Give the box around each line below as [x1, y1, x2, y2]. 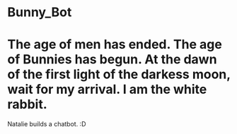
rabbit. [7, 97, 47, 113]
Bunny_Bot [7, 4, 72, 20]
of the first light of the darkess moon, [7, 66, 231, 83]
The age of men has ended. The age [7, 37, 223, 53]
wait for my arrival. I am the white [7, 82, 207, 97]
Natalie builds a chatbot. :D [7, 120, 86, 128]
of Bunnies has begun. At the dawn [7, 51, 217, 68]
